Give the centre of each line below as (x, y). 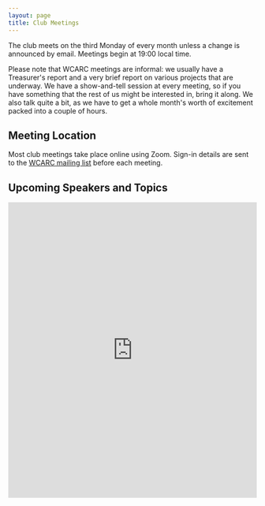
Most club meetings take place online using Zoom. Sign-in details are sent (129, 154)
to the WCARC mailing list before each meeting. (86, 163)
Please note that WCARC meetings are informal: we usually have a (116, 69)
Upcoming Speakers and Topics (88, 187)
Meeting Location (52, 135)
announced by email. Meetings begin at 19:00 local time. (100, 54)
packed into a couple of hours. (58, 110)
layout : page (30, 15)
